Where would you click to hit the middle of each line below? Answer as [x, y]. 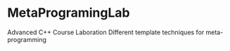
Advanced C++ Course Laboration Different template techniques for [106, 32]
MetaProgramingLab [69, 13]
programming [27, 39]
